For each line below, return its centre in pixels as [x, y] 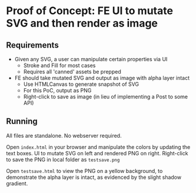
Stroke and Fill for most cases [59, 65]
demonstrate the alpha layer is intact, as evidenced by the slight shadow [94, 177]
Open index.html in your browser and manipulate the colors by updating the [98, 147]
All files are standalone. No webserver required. [64, 135]
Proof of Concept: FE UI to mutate [90, 11]
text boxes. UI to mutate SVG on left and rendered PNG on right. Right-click [97, 153]
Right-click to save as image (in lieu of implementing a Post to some [106, 96]
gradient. [17, 183]
